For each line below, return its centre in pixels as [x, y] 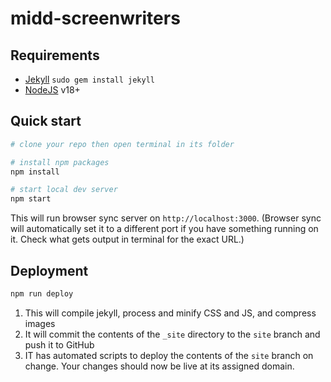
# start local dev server [64, 190]
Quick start [46, 121]
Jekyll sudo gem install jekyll [89, 79]
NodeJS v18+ [52, 90]
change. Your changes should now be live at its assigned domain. [159, 366]
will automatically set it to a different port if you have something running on [164, 229]
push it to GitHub [59, 344]
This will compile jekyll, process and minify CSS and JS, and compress [170, 313]
